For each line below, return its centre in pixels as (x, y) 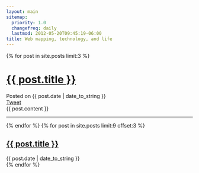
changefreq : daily (34, 28)
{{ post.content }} (28, 108)
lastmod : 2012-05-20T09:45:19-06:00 (57, 34)
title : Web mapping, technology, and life (59, 39)
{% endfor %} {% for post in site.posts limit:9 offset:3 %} (76, 125)
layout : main (22, 12)
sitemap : (17, 17)
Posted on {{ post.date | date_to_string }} (56, 96)
